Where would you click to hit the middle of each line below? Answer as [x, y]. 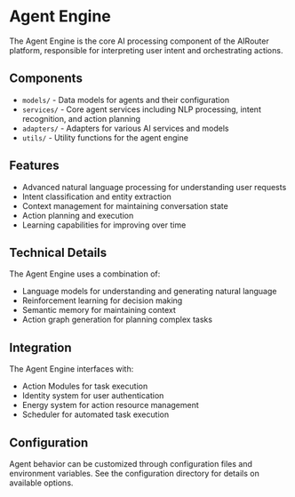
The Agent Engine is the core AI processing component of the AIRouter [139, 41]
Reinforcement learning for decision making [102, 301]
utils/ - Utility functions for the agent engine [105, 137]
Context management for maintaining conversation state [125, 205]
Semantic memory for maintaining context [99, 310]
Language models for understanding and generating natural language [149, 292]
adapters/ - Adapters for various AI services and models [125, 128]
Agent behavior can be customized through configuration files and [131, 464]
